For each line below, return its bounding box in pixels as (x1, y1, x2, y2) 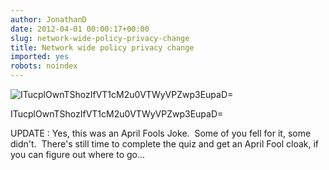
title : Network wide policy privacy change (10, 42, 195, 53)
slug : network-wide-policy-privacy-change (10, 33, 190, 43)
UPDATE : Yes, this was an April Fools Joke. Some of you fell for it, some (10, 127, 312, 139)
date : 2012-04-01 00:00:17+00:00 (10, 24, 150, 34)
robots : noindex (10, 61, 78, 71)
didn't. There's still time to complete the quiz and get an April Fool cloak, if (10, 138, 320, 150)
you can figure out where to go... (10, 149, 146, 160)
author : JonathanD (10, 14, 87, 25)
